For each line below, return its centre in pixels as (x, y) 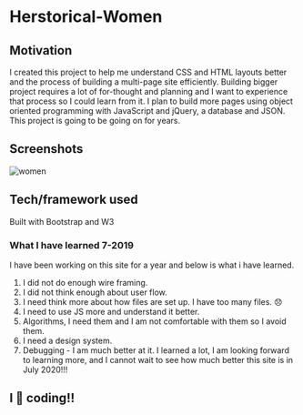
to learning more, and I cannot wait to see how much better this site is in (158, 359)
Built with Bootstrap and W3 (62, 221)
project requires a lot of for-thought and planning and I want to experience (149, 91)
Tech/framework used (74, 200)
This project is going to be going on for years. (95, 121)
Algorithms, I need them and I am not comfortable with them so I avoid (154, 321)
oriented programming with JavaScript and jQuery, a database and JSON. (147, 111)
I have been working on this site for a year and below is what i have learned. (152, 265)
